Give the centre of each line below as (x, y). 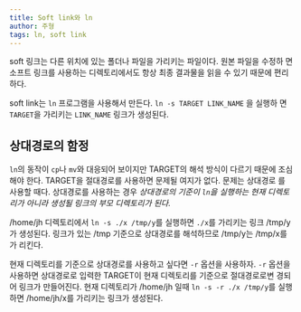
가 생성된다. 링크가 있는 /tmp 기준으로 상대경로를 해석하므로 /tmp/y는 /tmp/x (145, 234)
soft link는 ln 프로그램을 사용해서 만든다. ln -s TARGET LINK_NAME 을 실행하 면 (148, 103)
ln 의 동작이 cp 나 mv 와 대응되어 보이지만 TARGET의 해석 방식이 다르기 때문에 (143, 169)
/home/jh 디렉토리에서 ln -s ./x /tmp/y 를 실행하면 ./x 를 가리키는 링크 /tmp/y (150, 222)
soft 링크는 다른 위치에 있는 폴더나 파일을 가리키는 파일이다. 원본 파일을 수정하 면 (151, 61)
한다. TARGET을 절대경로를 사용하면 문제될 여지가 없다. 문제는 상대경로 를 (156, 181)
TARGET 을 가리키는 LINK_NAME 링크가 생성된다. (89, 115)
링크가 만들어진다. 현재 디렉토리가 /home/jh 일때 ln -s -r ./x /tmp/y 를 (147, 287)
